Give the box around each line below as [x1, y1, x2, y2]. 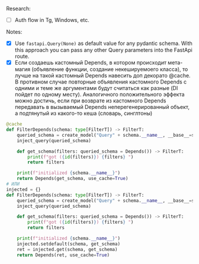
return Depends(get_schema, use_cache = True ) [17, 176, 129, 182]
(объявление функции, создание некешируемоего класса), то [31, 66, 188, 73]
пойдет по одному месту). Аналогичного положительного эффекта [14, 91, 185, 98]
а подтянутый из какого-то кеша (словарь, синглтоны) [14, 110, 153, 117]
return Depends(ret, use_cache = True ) [17, 252, 110, 258]
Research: [6, 5, 31, 12]
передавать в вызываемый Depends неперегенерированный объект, [14, 104, 190, 111]
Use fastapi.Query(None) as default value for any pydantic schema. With [14, 40, 192, 47]
